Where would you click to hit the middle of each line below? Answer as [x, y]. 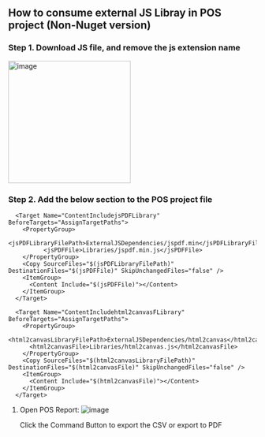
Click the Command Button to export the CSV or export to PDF [121, 424]
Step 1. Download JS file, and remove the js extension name [124, 48]
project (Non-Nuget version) [80, 26]
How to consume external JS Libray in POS [115, 13]
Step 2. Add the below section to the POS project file [110, 199]
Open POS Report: [50, 409]
